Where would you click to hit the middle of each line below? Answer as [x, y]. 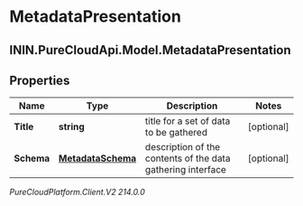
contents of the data [188, 158]
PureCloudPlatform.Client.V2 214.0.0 [78, 192]
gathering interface [186, 170]
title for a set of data [188, 121]
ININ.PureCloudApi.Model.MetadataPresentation [150, 50]
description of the [183, 147]
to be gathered [176, 133]
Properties [40, 80]
